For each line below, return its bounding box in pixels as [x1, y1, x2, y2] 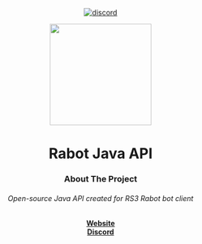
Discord [87, 227, 114, 237]
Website [86, 219, 115, 229]
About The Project [63, 173, 138, 185]
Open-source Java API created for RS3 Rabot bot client [7, 193, 194, 203]
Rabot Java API [48, 144, 153, 163]
